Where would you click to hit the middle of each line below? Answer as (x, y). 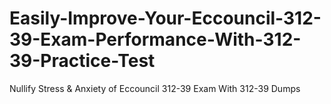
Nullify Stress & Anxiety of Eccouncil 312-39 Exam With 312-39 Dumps (155, 88)
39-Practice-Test (82, 61)
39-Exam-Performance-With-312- (155, 39)
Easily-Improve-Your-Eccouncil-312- (165, 18)
